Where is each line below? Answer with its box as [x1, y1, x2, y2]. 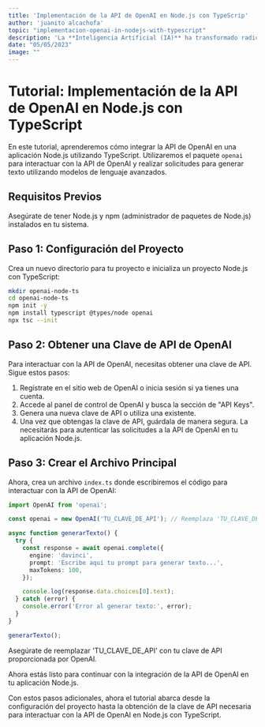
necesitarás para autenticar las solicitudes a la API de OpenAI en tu [19, 424, 238, 435]
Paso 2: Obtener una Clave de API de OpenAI [8, 338, 233, 352]
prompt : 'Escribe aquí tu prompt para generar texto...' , [28, 559, 224, 567]
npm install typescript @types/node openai [8, 309, 154, 317]
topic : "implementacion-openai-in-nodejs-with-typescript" [8, 26, 207, 34]
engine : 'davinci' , [28, 551, 93, 559]
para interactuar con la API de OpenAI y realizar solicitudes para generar [8, 159, 244, 168]
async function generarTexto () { [8, 529, 118, 537]
